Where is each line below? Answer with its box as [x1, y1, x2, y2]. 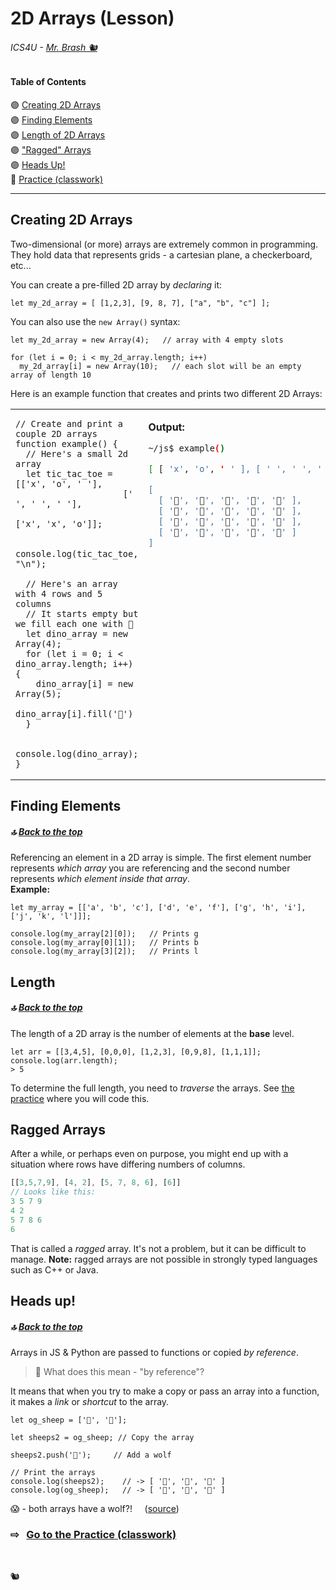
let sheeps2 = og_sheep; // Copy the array [10, 1432, 195, 1442]
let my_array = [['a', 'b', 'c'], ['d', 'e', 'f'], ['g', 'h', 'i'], [10, 903, 307, 913]
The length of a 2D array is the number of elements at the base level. [10, 1027, 295, 1039]
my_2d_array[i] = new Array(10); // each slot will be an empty [19, 361, 302, 371]
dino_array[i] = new [35, 678, 134, 689]
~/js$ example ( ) [148, 442, 226, 454]
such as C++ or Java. [10, 1263, 99, 1276]
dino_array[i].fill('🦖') [15, 708, 134, 719]
